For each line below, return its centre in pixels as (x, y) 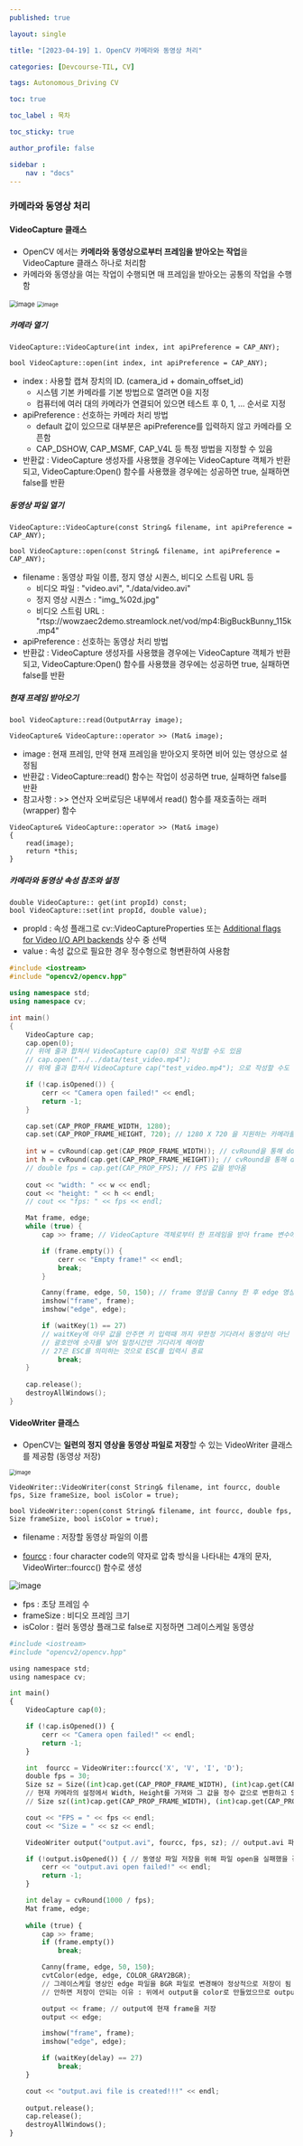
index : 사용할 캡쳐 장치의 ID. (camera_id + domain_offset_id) (133, 381)
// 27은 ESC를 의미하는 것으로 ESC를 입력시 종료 (123, 1351)
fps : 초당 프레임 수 (56, 1604)
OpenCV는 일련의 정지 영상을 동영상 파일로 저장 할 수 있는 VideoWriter (145, 1445)
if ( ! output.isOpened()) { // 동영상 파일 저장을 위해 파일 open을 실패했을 (157, 1859)
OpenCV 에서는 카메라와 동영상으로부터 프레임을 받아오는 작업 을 (135, 251)
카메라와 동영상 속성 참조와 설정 (64, 880)
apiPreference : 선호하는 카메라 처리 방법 (95, 415)
